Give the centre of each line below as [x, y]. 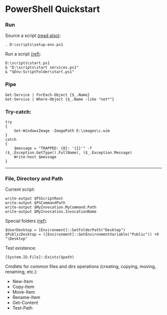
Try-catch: [18, 112]
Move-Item [24, 292]
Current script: [20, 189]
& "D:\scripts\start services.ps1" [42, 68]
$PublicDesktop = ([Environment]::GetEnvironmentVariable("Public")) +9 [82, 235]
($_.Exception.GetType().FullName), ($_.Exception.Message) [69, 153]
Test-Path [22, 308]
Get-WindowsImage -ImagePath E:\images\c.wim [62, 131]
